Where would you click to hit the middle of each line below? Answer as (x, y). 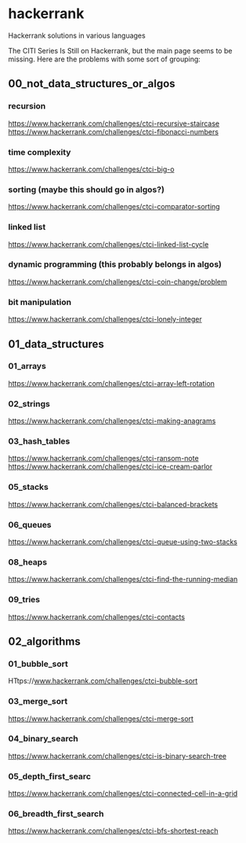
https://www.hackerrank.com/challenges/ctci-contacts (97, 617)
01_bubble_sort (38, 664)
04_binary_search (43, 738)
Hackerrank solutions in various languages (77, 35)
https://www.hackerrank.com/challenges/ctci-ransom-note (103, 458)
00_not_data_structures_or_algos (92, 84)
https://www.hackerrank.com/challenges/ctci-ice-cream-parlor (110, 467)
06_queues (30, 525)
